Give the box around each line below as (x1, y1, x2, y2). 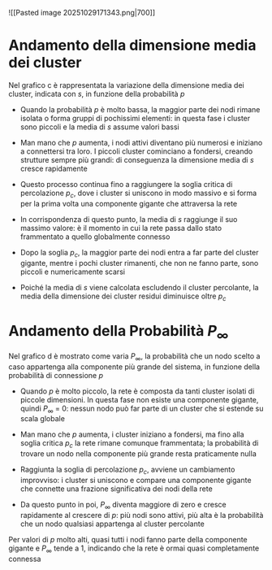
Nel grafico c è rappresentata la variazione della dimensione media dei (8, 80, 245, 89)
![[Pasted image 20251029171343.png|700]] (8, 8, 156, 17)
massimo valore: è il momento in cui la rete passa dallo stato (19, 223, 222, 233)
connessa (8, 554, 41, 563)
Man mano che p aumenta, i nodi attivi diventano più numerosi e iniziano (19, 137, 263, 147)
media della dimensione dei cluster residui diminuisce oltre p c (19, 291, 227, 302)
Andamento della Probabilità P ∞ (8, 321, 229, 343)
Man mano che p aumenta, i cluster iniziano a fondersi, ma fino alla (19, 429, 245, 439)
